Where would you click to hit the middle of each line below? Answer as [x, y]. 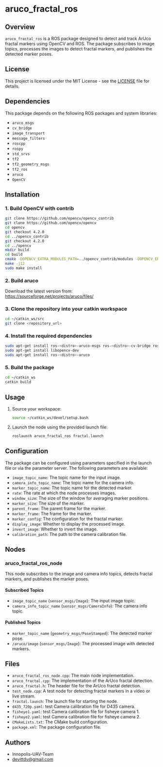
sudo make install [24, 268]
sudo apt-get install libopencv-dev [42, 351]
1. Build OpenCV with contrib [40, 208]
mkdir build [17, 250]
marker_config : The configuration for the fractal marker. [68, 519]
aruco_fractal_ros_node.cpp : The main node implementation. [73, 676]
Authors [18, 742]
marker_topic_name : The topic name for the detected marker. [72, 488]
